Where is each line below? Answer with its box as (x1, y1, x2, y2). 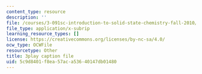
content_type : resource (6, 8, 66, 15)
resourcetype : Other (6, 48, 58, 54)
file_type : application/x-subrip (6, 25, 90, 32)
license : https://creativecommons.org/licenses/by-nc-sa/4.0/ (6, 36, 165, 42)
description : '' (6, 14, 47, 20)
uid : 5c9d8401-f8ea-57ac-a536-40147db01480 (6, 58, 117, 64)
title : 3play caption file (6, 53, 74, 59)
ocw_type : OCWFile (6, 42, 52, 48)
